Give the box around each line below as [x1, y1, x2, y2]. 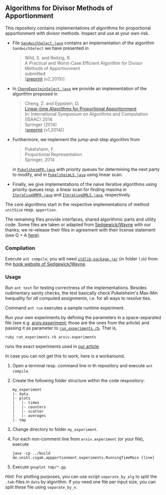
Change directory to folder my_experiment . [12, 426, 98, 432]
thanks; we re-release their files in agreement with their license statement [5, 227, 156, 233]
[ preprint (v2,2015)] [24, 76, 65, 82]
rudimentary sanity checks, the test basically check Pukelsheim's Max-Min [5, 290, 158, 296]
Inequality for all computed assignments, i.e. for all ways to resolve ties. [5, 295, 152, 301]
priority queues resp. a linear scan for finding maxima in [12, 186, 127, 192]
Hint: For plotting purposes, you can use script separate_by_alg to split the [5, 474, 157, 480]
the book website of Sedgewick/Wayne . [5, 261, 87, 267]
